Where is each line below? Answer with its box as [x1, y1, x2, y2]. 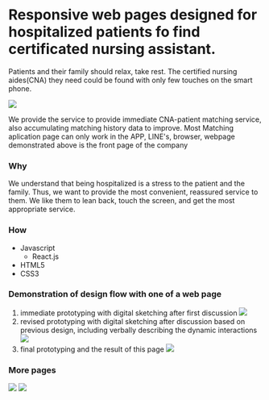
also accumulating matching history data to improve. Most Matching [8, 123, 234, 132]
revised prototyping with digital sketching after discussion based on [19, 316, 246, 326]
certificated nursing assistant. [8, 40, 216, 58]
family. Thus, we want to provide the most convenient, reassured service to [8, 187, 259, 197]
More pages [8, 365, 56, 376]
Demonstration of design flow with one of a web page [8, 289, 222, 300]
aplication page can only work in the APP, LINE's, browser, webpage [8, 131, 235, 141]
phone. [8, 83, 32, 94]
